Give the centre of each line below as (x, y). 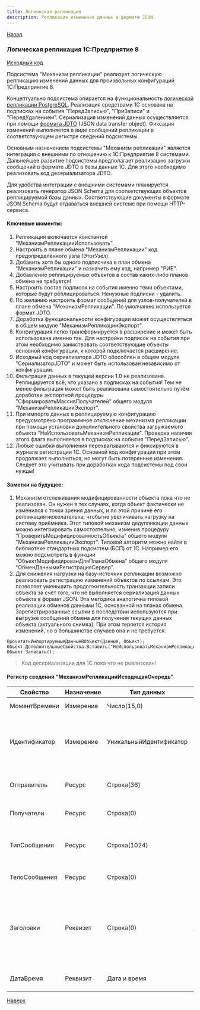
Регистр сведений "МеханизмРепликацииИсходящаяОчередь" (90, 677)
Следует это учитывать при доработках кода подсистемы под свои (101, 465)
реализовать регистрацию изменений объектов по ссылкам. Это (98, 580)
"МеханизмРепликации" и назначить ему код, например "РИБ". (96, 268)
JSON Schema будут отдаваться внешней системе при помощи (88, 204)
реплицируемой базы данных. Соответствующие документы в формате (98, 197)
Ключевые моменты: (35, 223)
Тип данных (147, 693)
